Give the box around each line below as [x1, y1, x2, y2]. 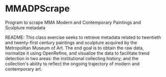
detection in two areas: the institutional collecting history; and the [5, 55, 139, 61]
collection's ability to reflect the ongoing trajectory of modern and [5, 61, 140, 67]
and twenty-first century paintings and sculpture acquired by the [5, 39, 137, 45]
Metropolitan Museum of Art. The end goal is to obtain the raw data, [5, 45, 144, 51]
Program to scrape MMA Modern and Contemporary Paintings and [5, 19, 141, 25]
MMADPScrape [5, 3, 70, 14]
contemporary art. [5, 66, 42, 72]
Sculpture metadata [5, 24, 46, 30]
